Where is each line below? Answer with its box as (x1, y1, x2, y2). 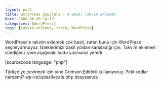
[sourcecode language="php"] (5, 59, 68, 65)
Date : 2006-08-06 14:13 (5, 16, 54, 21)
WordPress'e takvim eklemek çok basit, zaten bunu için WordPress (5, 39, 141, 45)
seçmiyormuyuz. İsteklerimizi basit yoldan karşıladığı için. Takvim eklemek (5, 44, 156, 50)
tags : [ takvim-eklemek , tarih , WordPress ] (5, 26, 94, 31)
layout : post (5, 7, 32, 12)
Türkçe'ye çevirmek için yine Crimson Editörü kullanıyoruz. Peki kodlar (5, 69, 148, 75)
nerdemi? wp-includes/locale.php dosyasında (5, 74, 98, 80)
